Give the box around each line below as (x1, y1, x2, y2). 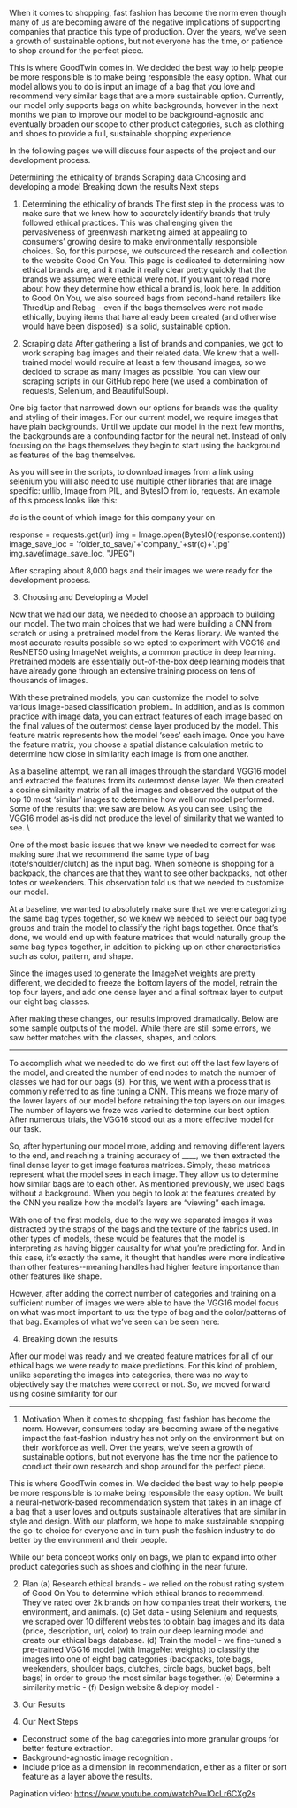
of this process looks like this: (9, 495, 118, 505)
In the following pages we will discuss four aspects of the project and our (9, 145, 277, 156)
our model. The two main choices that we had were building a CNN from (9, 619, 272, 628)
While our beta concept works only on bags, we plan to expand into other (9, 1552, 277, 1563)
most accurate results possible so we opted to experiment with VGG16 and (9, 637, 281, 648)
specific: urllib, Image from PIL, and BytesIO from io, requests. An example (9, 486, 281, 495)
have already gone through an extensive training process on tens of (9, 666, 256, 676)
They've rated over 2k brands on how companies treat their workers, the (21, 1597, 287, 1608)
